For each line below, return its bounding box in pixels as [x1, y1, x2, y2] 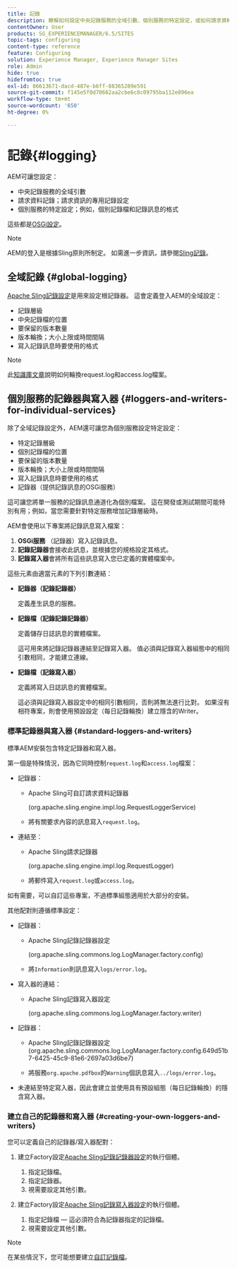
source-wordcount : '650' [7, 102, 80, 109]
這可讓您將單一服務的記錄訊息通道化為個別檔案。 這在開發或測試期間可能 [7, 498, 219, 507]
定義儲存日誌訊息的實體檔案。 [17, 629, 104, 638]
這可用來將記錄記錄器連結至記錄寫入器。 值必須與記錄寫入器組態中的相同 [17, 644, 230, 653]
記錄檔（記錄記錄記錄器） [17, 615, 92, 623]
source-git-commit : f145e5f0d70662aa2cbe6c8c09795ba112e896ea [7, 89, 194, 96]
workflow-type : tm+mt [7, 96, 71, 103]
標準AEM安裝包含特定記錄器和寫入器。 [7, 744, 120, 752]
